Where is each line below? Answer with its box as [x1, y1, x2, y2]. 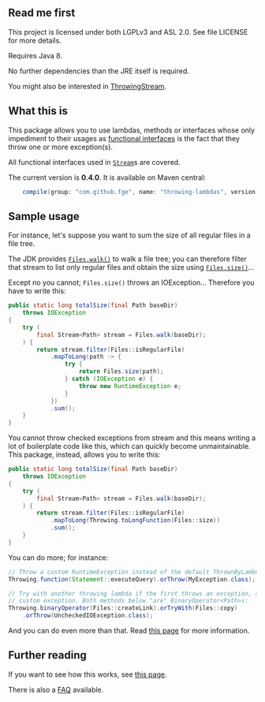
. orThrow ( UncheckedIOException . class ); [22, 611, 154, 620]
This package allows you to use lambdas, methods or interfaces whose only [8, 125, 255, 135]
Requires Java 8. [8, 50, 63, 60]
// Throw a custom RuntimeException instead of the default [8, 568, 211, 576]
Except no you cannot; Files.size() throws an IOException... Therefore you [8, 278, 255, 287]
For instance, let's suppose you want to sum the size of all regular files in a [8, 230, 251, 240]
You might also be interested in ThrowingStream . [8, 81, 167, 91]
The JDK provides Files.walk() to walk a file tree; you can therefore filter [8, 254, 247, 263]
